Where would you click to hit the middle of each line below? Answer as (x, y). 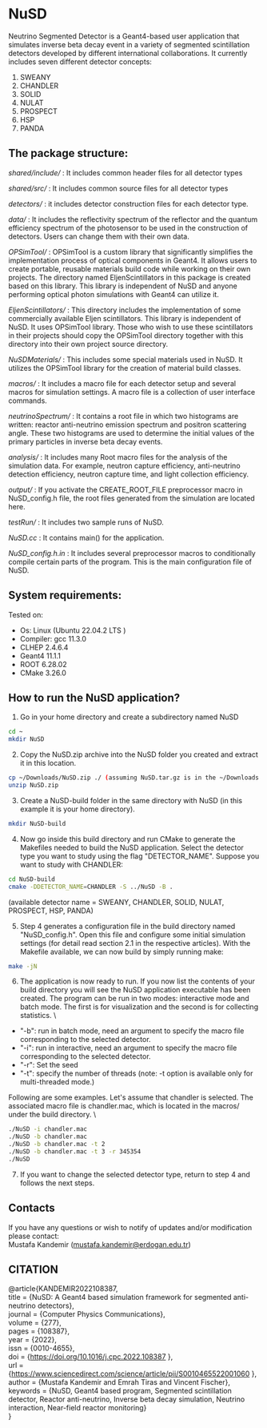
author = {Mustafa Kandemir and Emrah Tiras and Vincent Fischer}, (119, 1382)
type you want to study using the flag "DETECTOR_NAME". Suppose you (139, 856)
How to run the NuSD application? (94, 698)
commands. (28, 400)
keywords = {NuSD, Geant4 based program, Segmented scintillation (120, 1391)
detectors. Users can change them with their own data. (99, 236)
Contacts (32, 1208)
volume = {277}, (35, 1323)
